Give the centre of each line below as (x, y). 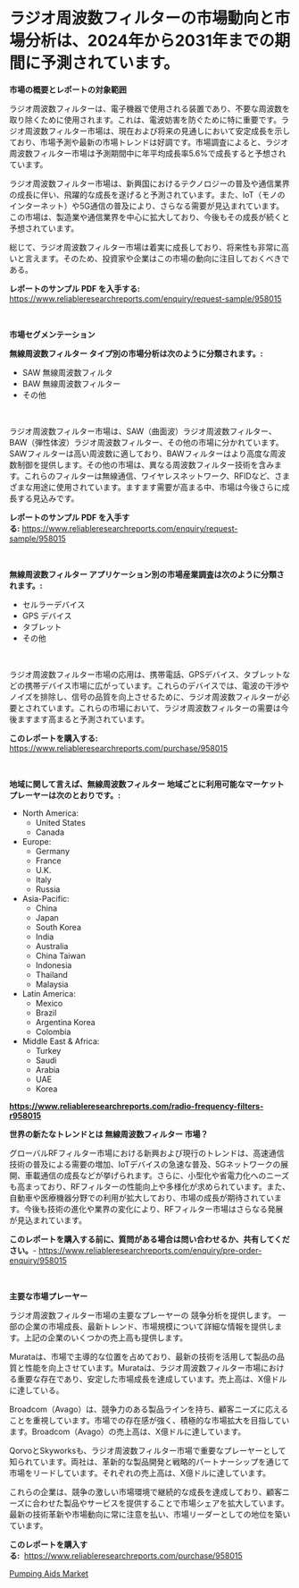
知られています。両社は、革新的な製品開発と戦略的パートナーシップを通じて (149, 1461)
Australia (52, 946)
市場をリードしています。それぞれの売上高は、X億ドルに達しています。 (140, 1473)
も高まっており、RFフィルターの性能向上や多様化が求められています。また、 (149, 1186)
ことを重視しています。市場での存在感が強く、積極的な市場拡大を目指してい (149, 1420)
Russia (48, 889)
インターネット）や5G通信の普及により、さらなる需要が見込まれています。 (147, 206)
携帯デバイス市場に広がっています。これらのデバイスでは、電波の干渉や (157, 685)
